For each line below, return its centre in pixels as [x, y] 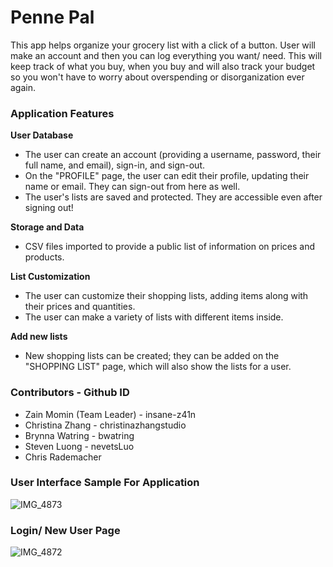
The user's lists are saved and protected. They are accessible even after [173, 197]
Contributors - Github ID [70, 393]
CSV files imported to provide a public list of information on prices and [170, 247]
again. [23, 87]
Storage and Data [47, 227]
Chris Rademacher [63, 457]
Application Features [62, 113]
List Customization [50, 277]
